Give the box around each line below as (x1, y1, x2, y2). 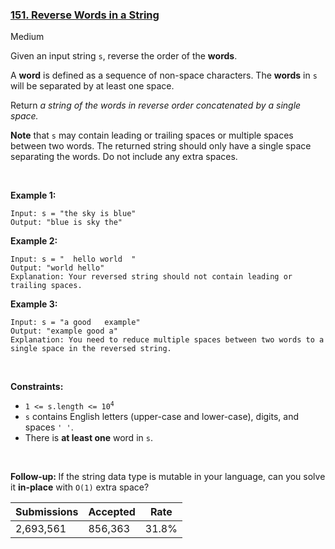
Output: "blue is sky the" (10, 218, 123, 228)
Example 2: (10, 235, 58, 247)
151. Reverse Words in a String (10, 8, 160, 22)
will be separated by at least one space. (10, 80, 175, 92)
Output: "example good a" (10, 326, 118, 337)
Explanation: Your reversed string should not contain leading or (10, 272, 293, 282)
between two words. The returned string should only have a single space (10, 140, 312, 152)
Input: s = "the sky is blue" (10, 209, 137, 219)
